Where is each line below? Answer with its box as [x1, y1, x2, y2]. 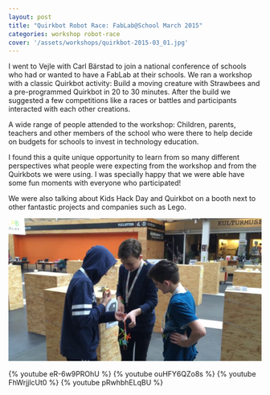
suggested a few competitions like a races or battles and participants [8, 96, 237, 105]
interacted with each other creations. [8, 105, 131, 114]
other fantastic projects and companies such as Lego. [8, 202, 187, 212]
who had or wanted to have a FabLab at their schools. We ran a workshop [8, 70, 252, 80]
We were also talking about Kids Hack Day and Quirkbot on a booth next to [8, 194, 256, 204]
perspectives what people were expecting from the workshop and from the [8, 161, 257, 171]
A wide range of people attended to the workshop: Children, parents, [8, 120, 236, 130]
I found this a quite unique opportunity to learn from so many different [8, 153, 239, 163]
